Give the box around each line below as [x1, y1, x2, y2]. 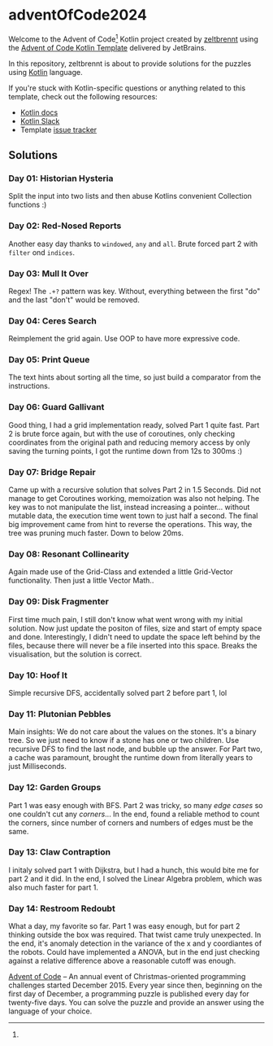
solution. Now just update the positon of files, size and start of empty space [8, 623, 262, 633]
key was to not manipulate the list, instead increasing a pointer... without [8, 503, 250, 512]
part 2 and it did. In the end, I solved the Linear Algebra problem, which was [8, 873, 262, 883]
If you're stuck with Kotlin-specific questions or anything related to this [8, 83, 246, 93]
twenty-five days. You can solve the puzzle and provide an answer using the [8, 998, 265, 1008]
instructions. [8, 381, 50, 391]
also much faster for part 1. [8, 882, 99, 892]
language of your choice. [8, 1006, 93, 1016]
